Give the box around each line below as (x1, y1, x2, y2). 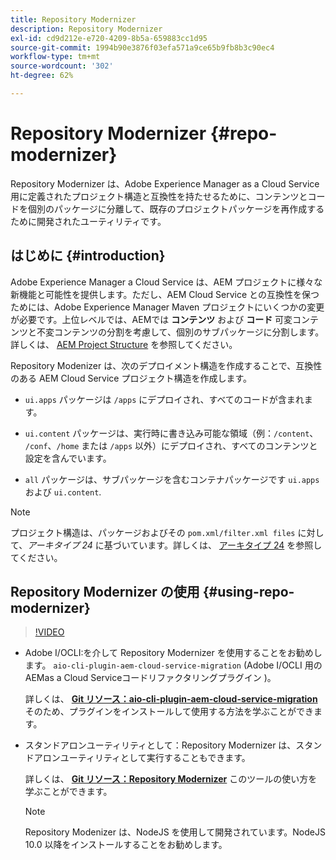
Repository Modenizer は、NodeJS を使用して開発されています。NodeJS (24, 826, 326, 838)
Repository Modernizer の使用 (10, 584, 200, 601)
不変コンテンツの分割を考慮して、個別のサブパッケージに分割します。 (36, 326, 325, 338)
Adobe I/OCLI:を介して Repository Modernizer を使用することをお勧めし (24, 647, 323, 659)
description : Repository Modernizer (10, 24, 163, 34)
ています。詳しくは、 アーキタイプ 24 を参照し (129, 539, 323, 551)
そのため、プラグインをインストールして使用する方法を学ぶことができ (24, 706, 315, 718)
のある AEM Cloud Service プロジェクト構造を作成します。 (10, 372, 252, 384)
